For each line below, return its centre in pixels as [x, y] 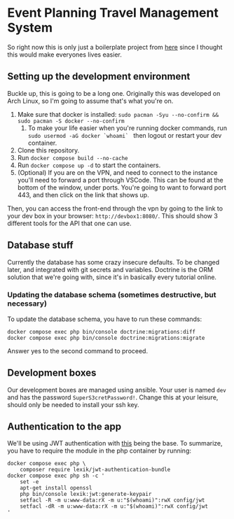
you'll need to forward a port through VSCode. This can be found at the [120, 180]
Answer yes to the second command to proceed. [78, 350]
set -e [29, 482]
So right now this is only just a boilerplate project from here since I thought [115, 47]
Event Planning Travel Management [113, 13]
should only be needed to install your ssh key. [73, 404]
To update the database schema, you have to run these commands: [104, 319]
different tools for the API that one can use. [69, 223]
